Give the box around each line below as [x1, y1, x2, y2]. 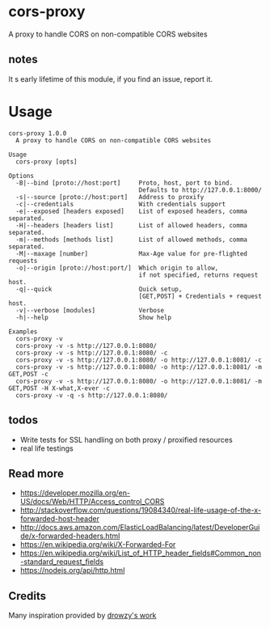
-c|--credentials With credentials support [15, 200, 226, 208]
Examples [8, 327, 38, 336]
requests [8, 257, 38, 265]
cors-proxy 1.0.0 [8, 129, 67, 138]
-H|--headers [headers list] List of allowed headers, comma [15, 221, 248, 229]
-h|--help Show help [15, 313, 172, 321]
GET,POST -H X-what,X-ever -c [8, 384, 111, 392]
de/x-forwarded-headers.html [19, 531, 120, 541]
